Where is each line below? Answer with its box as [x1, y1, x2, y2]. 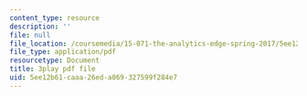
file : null [9, 30, 51, 39]
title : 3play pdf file [9, 65, 96, 74]
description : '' [9, 22, 71, 31]
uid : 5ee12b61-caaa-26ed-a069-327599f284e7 [9, 73, 178, 82]
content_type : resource [9, 13, 101, 23]
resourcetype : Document [9, 56, 101, 65]
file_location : [9, 38, 68, 48]
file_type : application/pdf [9, 48, 117, 57]
